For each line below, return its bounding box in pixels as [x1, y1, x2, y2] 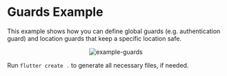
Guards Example [7, 4, 103, 20]
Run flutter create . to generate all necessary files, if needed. [7, 61, 189, 69]
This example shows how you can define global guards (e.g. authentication [7, 27, 221, 35]
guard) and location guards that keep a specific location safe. [7, 34, 181, 42]
